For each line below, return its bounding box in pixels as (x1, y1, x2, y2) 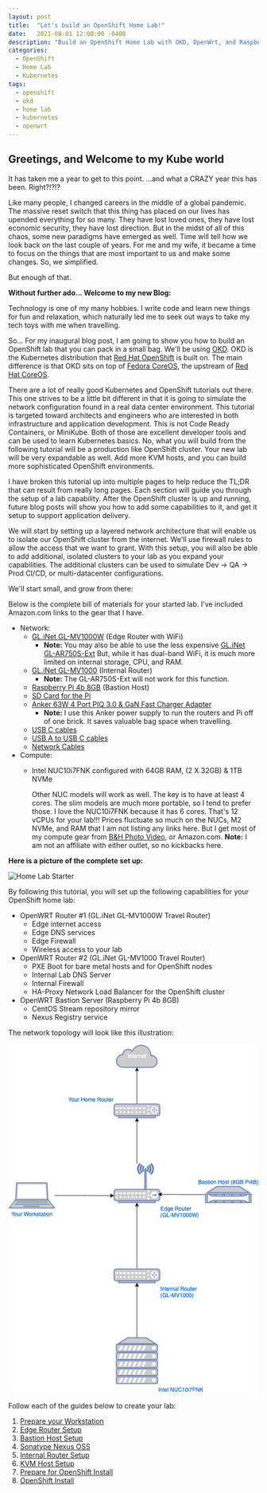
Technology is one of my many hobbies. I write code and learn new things (8, 303, 250, 312)
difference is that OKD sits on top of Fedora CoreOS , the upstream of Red (8, 361, 249, 371)
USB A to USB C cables (31, 733, 109, 743)
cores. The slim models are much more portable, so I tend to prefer (31, 798, 252, 807)
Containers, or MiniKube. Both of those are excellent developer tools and (8, 427, 246, 437)
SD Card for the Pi (31, 690, 91, 701)
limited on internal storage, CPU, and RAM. (43, 657, 184, 666)
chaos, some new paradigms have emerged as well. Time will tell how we (8, 231, 249, 241)
